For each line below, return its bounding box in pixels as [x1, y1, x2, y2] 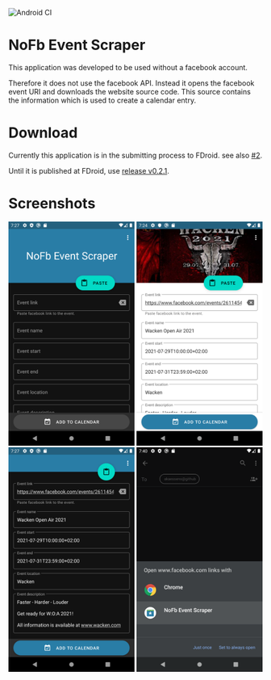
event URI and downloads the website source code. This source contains [8, 86, 252, 96]
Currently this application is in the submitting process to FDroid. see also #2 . [8, 150, 263, 160]
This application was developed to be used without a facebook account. [8, 62, 248, 72]
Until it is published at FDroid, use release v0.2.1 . [8, 166, 169, 175]
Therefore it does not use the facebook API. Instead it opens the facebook [8, 78, 255, 88]
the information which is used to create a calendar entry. [8, 95, 196, 105]
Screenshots [8, 195, 96, 213]
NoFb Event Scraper [8, 36, 146, 54]
